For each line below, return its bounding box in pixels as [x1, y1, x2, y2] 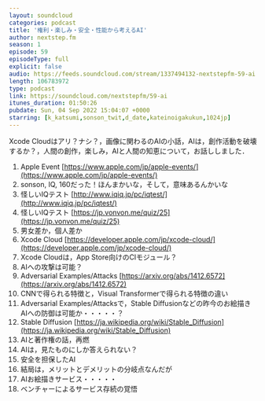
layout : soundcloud [9, 11, 73, 20]
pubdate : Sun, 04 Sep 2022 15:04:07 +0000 [9, 107, 150, 115]
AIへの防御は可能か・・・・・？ [20, 308, 124, 318]
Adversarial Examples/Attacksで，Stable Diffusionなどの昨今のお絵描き [20, 298, 252, 307]
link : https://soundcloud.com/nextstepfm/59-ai [9, 92, 168, 100]
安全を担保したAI [20, 355, 76, 364]
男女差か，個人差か [20, 226, 83, 235]
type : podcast [9, 84, 56, 93]
